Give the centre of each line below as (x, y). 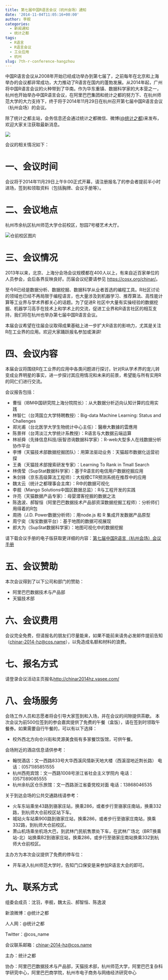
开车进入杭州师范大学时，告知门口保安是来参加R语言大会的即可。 (79, 865)
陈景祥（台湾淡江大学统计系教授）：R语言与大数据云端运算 (72, 433)
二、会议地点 (32, 210)
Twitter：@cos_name (27, 934)
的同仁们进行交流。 (25, 381)
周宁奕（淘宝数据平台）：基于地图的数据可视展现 (62, 521)
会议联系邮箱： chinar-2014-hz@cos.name (48, 945)
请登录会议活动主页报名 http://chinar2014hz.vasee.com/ (62, 678)
